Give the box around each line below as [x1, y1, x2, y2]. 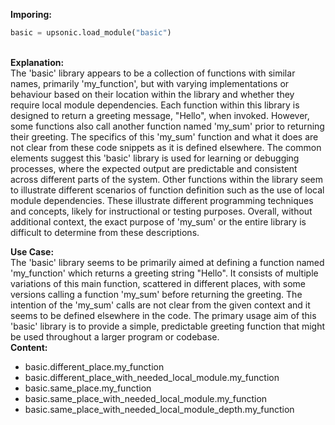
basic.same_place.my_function [24, 382, 152, 394]
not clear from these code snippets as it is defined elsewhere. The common [10, 141, 322, 153]
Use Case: [10, 245, 55, 258]
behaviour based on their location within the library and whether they [10, 88, 295, 100]
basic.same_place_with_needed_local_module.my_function [24, 392, 268, 404]
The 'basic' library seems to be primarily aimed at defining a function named [10, 256, 325, 268]
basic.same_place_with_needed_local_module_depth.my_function [24, 403, 295, 415]
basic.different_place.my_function [24, 360, 165, 373]
